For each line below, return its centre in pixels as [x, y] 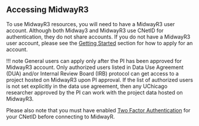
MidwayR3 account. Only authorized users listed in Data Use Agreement [95, 67]
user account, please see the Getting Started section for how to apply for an [99, 43]
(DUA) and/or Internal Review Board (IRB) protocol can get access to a [92, 73]
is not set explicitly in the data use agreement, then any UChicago [87, 86]
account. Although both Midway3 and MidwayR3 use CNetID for [85, 30]
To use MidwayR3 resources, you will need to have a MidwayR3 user [91, 24]
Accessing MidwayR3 [48, 10]
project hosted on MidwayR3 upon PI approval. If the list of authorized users [100, 80]
